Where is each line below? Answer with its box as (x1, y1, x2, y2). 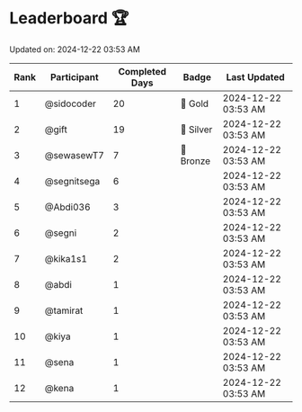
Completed (118, 65, 167, 77)
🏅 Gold (180, 97, 209, 110)
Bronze (180, 155, 211, 167)
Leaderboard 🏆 (9, 8, 129, 29)
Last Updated (226, 70, 285, 83)
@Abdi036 (44, 201, 92, 213)
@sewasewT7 (44, 148, 105, 161)
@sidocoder (44, 97, 97, 110)
